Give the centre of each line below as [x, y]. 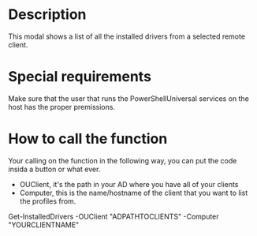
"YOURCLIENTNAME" [44, 225]
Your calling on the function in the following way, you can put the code [123, 160]
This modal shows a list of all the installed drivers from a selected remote [127, 36]
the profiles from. [48, 201]
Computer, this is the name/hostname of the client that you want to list [134, 193]
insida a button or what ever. [54, 169]
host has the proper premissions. [62, 107]
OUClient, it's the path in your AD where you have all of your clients [129, 184]
